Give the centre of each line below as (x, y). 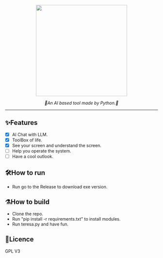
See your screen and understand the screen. (57, 145)
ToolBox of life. (27, 140)
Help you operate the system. (41, 151)
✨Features (21, 123)
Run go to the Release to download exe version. (60, 187)
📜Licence (19, 239)
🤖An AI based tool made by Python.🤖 (81, 103)
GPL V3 (13, 251)
